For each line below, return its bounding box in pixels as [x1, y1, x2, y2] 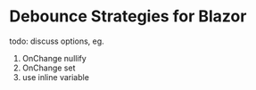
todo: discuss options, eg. [9, 36, 104, 46]
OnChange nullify [21, 53, 87, 63]
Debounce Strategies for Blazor [9, 6, 247, 27]
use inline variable [21, 71, 89, 82]
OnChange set [21, 62, 76, 73]
